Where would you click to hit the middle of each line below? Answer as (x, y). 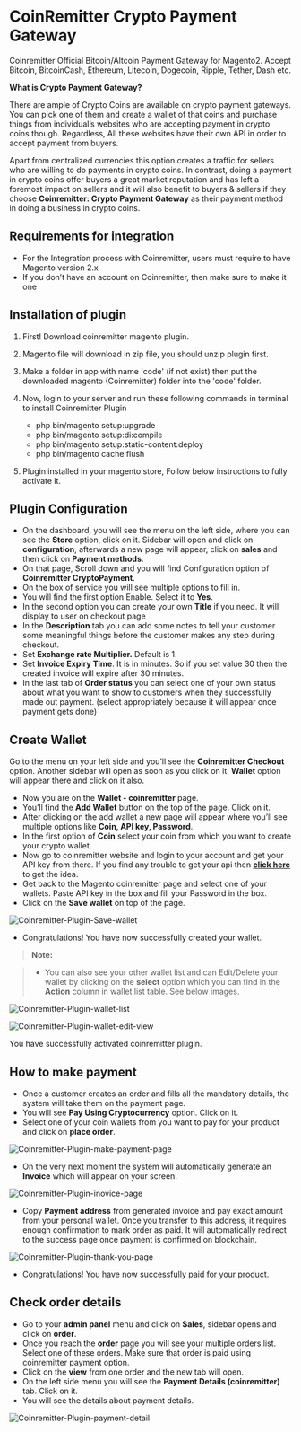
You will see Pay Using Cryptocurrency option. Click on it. (130, 1112)
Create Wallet (48, 739)
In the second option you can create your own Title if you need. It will (150, 607)
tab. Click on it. (50, 1391)
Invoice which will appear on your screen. (99, 1176)
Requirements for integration (92, 237)
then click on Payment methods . (83, 559)
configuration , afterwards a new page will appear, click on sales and (150, 549)
